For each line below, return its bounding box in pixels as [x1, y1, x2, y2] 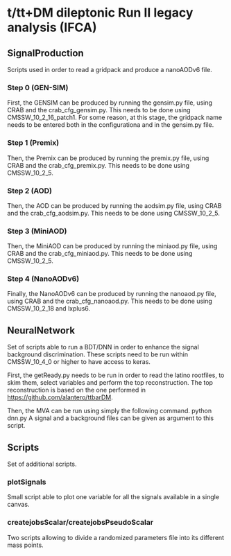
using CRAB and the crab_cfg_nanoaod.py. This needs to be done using [7, 297, 213, 306]
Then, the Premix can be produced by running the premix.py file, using [7, 154, 209, 162]
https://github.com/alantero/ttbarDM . [7, 393, 113, 401]
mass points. [7, 541, 44, 549]
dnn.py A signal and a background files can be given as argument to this [7, 414, 214, 422]
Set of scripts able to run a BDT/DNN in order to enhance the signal [7, 343, 199, 351]
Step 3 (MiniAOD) [7, 226, 67, 236]
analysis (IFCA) [7, 19, 97, 35]
